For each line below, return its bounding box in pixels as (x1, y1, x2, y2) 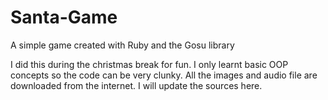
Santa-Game (10, 6, 118, 29)
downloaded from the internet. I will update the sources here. (10, 79, 263, 91)
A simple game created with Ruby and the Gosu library (10, 39, 235, 51)
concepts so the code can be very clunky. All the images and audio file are (10, 69, 318, 81)
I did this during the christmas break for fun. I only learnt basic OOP (10, 58, 289, 70)
